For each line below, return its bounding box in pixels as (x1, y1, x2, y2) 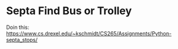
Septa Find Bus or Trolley (6, 4, 132, 18)
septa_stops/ (6, 36, 38, 43)
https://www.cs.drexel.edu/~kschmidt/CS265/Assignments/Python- (6, 30, 172, 37)
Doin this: (6, 24, 30, 31)
